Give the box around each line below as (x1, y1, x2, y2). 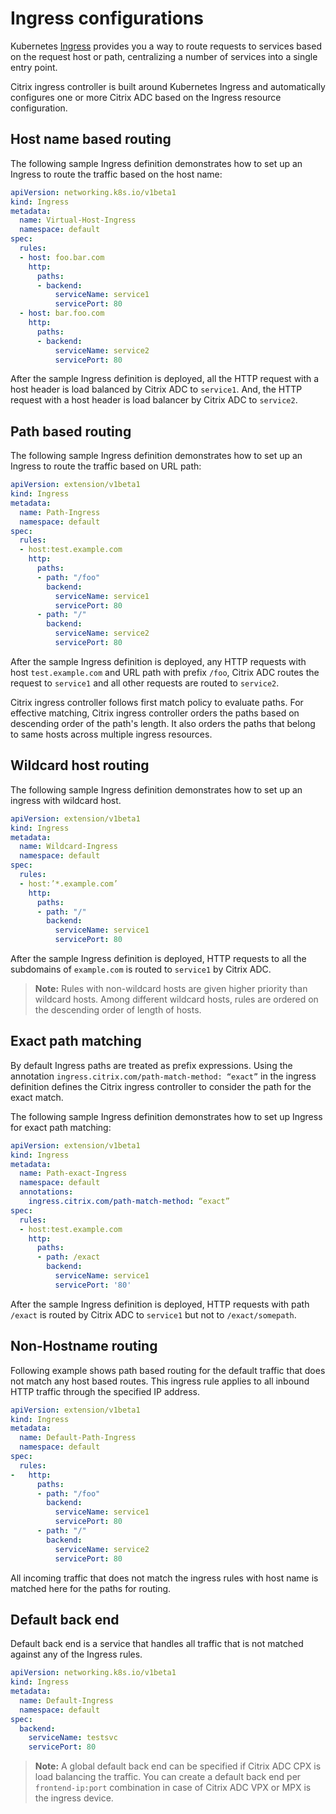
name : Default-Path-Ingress (19, 1433, 137, 1443)
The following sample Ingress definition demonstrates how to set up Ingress (10, 1110, 323, 1122)
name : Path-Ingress (19, 507, 101, 517)
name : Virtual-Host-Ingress (19, 215, 137, 226)
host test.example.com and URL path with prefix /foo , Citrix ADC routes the (10, 666, 320, 678)
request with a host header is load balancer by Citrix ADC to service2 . (10, 394, 298, 406)
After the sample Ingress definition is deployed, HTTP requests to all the (10, 953, 307, 964)
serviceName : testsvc (28, 1733, 118, 1743)
